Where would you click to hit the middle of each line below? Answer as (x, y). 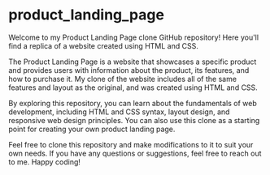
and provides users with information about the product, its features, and (129, 70)
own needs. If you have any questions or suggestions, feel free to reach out (135, 153)
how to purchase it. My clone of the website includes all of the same (123, 79)
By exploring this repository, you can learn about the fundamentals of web (133, 103)
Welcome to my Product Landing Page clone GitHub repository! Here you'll (133, 37)
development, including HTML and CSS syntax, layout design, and (119, 112)
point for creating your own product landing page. (92, 129)
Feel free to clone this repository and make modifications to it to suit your (131, 144)
